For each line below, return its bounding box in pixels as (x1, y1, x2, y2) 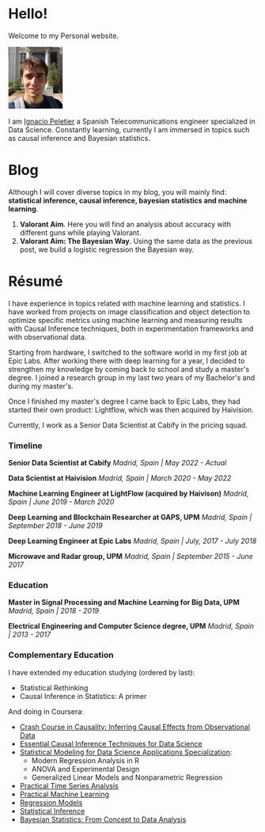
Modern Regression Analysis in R (31, 755, 140, 765)
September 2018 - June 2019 (8, 521, 103, 530)
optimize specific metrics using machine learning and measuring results (8, 315, 243, 325)
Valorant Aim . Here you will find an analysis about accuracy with (19, 219, 232, 229)
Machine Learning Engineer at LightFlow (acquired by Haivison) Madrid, (8, 488, 249, 499)
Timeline (8, 440, 43, 451)
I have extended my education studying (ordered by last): (8, 667, 195, 677)
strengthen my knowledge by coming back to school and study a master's (8, 364, 250, 374)
